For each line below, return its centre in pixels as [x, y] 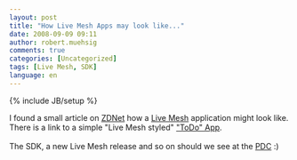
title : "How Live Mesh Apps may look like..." [97, 26]
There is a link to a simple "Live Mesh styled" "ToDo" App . [116, 127]
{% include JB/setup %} [53, 100]
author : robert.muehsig [53, 42]
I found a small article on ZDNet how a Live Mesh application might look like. [149, 117]
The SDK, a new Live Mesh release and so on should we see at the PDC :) [144, 146]
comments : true [37, 51]
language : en [33, 76]
